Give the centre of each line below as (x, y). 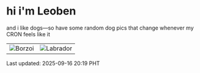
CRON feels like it (28, 34)
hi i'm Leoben (41, 11)
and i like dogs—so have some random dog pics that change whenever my (100, 28)
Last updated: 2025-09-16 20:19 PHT (53, 63)
